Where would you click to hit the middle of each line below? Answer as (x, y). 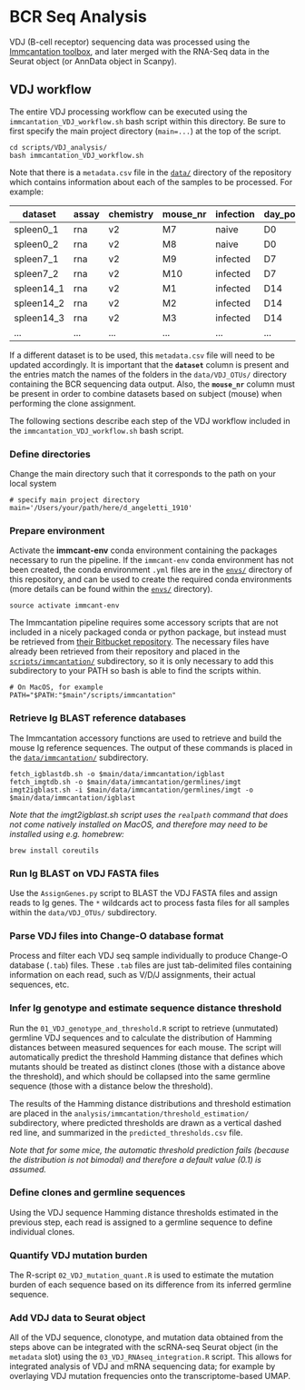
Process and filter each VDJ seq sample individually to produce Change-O (149, 956)
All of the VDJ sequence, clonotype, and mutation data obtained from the (147, 1337)
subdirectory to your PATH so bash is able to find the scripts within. (135, 671)
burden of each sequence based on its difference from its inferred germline (151, 1285)
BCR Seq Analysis (78, 17)
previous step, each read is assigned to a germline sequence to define (141, 1222)
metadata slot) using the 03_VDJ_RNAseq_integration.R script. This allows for (151, 1357)
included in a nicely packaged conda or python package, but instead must (148, 632)
